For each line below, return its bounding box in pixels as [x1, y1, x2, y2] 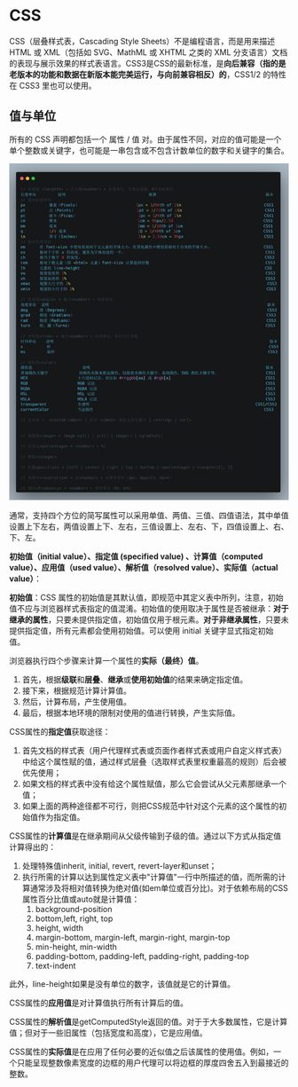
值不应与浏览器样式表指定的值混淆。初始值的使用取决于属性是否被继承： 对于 [9, 603, 289, 613]
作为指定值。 [37, 811, 85, 822]
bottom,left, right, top [35, 913, 114, 924]
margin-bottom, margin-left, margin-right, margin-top [35, 932, 231, 942]
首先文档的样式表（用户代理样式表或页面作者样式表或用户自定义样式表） [21, 744, 286, 755]
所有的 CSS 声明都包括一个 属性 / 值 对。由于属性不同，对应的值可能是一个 [9, 134, 282, 145]
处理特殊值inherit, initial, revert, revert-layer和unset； [21, 860, 217, 870]
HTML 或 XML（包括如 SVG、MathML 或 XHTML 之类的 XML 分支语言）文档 [9, 46, 288, 58]
